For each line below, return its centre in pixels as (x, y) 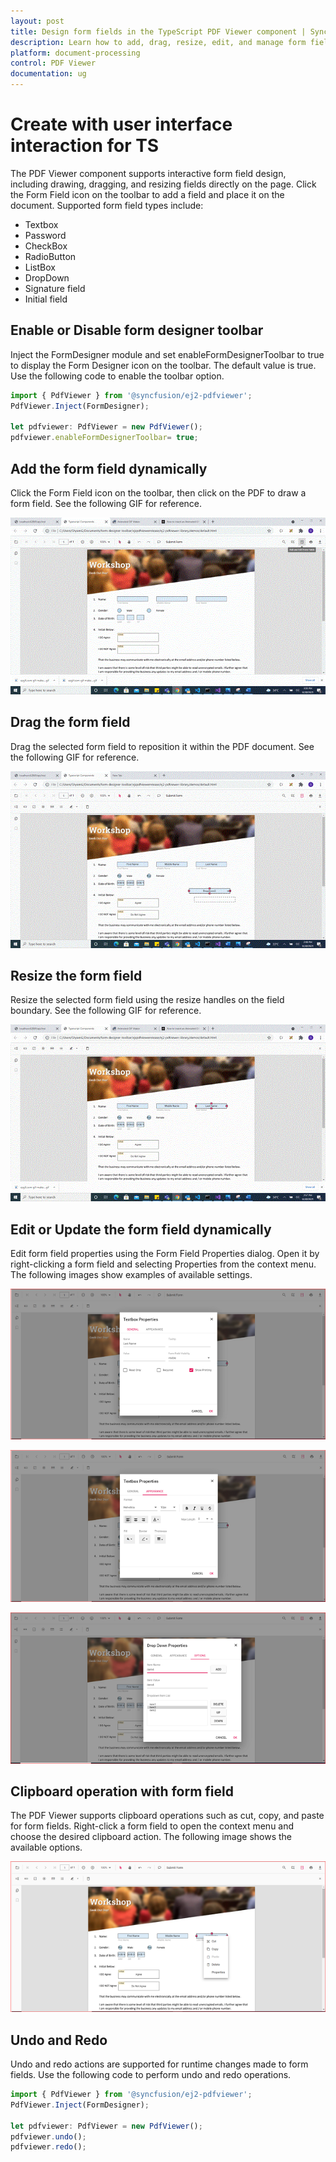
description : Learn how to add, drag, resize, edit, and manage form (158, 42)
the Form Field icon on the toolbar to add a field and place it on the (147, 194)
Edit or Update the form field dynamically (141, 1229)
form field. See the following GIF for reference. (106, 503)
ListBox (40, 267)
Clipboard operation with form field (122, 1791)
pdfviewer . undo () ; (48, 2136)
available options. (46, 1847)
